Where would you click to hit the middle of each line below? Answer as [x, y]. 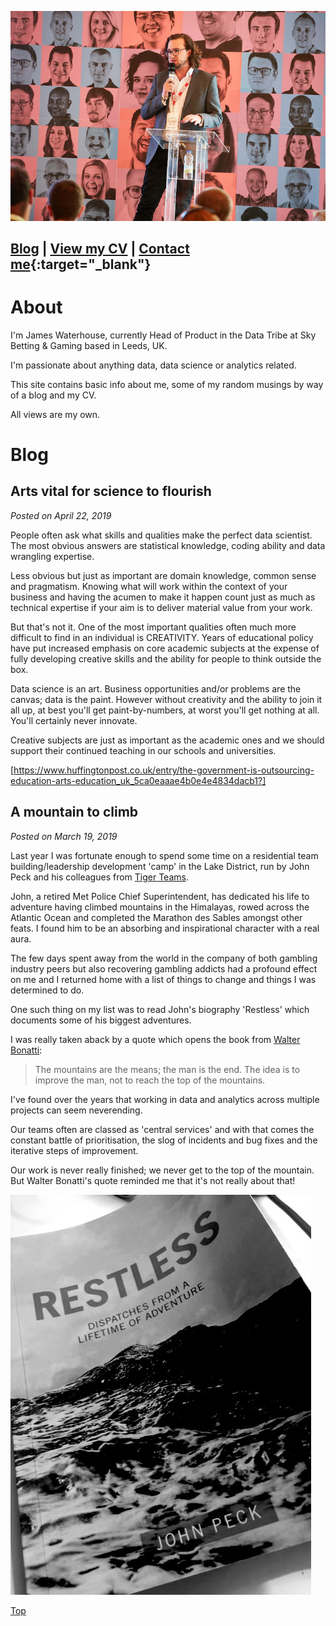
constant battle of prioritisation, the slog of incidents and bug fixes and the [164, 1140]
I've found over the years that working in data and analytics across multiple [165, 1099]
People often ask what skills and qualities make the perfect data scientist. [161, 535]
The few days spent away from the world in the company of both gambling [164, 958]
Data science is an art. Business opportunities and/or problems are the [156, 688]
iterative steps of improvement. [74, 1150]
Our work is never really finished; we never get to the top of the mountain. [162, 1170]
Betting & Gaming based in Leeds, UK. [89, 345]
